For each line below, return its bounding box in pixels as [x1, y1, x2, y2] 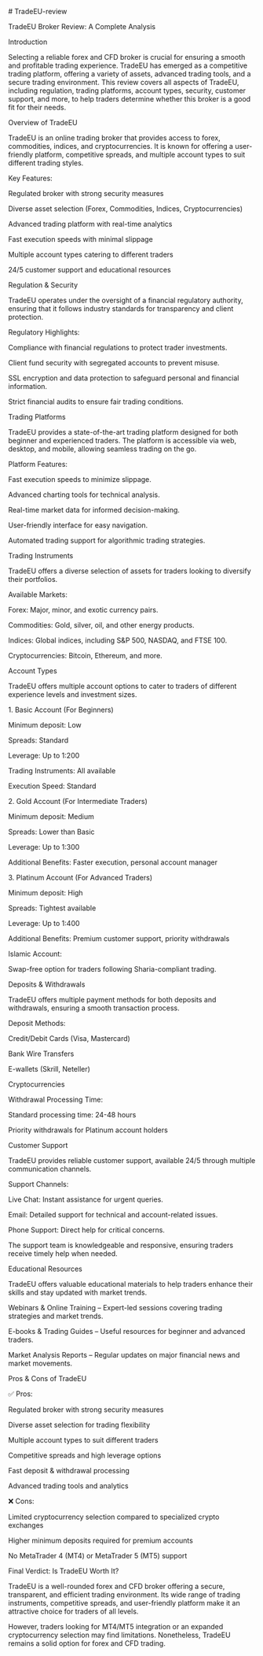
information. [8, 382, 48, 391]
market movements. [8, 1358, 73, 1368]
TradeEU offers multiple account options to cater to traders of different [8, 681, 237, 691]
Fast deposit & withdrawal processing [8, 1466, 130, 1475]
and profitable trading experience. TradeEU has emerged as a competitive [8, 61, 248, 70]
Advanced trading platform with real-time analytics [8, 220, 173, 228]
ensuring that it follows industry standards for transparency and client [8, 304, 234, 313]
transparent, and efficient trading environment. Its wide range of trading [8, 1590, 241, 1599]
